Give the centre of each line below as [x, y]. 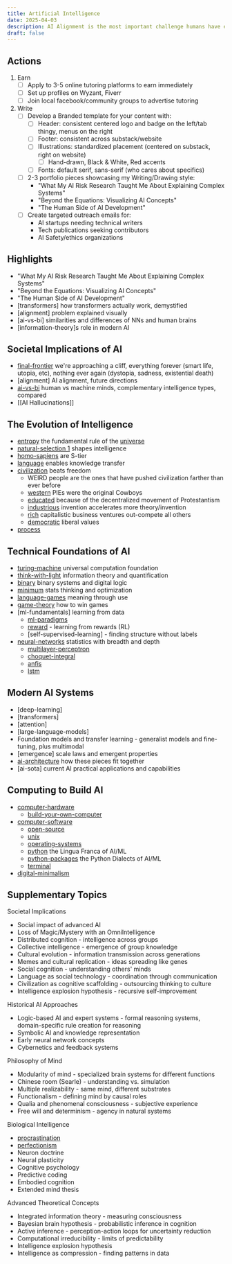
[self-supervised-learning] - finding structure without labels [113, 634]
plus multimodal [61, 746]
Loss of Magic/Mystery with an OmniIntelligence [86, 932]
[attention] [32, 724]
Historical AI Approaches [42, 1005]
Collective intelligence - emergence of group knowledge [97, 947]
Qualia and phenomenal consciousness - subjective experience [107, 1104]
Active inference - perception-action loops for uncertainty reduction [114, 1231]
